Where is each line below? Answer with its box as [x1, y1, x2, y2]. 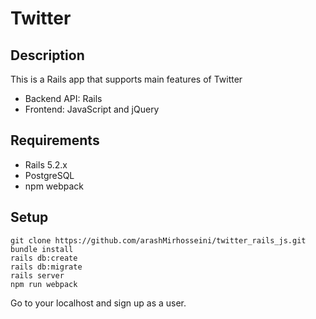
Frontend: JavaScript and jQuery [24, 103, 160, 115]
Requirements [10, 132, 100, 149]
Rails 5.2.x [24, 158, 68, 171]
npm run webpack [10, 279, 78, 289]
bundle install [10, 244, 74, 254]
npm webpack [24, 180, 85, 192]
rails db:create [10, 253, 78, 263]
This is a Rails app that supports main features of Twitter [10, 73, 243, 85]
